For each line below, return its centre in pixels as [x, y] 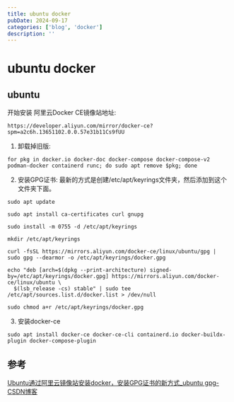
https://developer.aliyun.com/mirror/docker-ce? [80, 126]
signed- [161, 270]
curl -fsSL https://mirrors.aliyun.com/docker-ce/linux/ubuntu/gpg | [112, 252]
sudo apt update [31, 202]
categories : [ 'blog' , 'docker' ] [55, 27]
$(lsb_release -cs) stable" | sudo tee [72, 289]
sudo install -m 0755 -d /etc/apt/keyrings [72, 227]
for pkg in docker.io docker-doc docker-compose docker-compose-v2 [109, 160]
